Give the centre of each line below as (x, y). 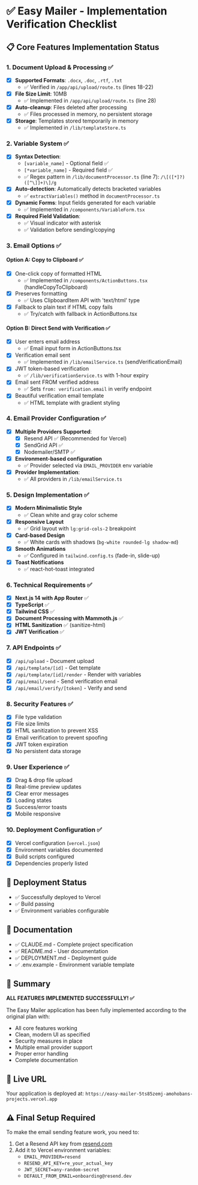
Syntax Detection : (38, 157)
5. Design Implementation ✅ (48, 495)
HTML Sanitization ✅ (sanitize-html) (60, 625)
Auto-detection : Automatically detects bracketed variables (88, 189)
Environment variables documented (59, 850)
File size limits (32, 724)
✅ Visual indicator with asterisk (62, 223)
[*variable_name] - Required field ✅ (68, 170)
